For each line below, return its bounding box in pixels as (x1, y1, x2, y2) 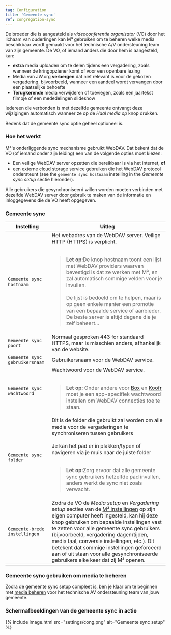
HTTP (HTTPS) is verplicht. (51, 238, 117, 245)
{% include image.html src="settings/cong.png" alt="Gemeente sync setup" (5, 619, 165, 625)
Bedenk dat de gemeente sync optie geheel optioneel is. (5, 121, 124, 127)
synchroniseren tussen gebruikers (51, 430, 133, 437)
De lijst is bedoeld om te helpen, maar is (66, 294, 161, 301)
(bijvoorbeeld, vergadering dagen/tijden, (51, 531, 149, 538)
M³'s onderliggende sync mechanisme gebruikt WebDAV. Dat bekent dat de (5, 145, 164, 151)
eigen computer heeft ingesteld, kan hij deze (51, 512, 158, 519)
